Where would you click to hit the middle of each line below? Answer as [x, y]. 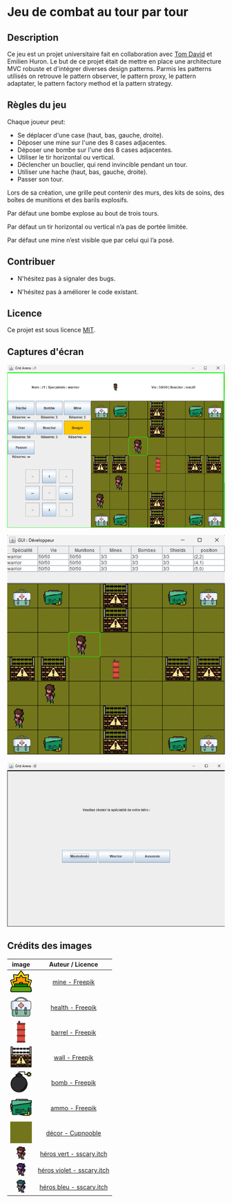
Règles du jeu [37, 105]
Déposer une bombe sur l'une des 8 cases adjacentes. [95, 150]
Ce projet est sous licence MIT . [51, 330]
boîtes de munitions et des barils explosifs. [68, 200]
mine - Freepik [74, 982]
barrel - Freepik [74, 1032]
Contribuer [31, 262]
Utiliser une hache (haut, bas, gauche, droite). [83, 172]
